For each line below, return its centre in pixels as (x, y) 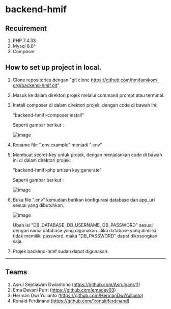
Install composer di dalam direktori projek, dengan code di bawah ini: (85, 105)
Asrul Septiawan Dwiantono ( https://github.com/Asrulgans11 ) (76, 284)
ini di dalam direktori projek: (42, 160)
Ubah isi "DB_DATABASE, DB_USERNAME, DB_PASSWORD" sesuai (82, 225)
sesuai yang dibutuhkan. (38, 205)
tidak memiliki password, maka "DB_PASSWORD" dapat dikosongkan (85, 236)
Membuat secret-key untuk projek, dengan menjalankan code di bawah (87, 154)
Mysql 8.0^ (24, 46)
